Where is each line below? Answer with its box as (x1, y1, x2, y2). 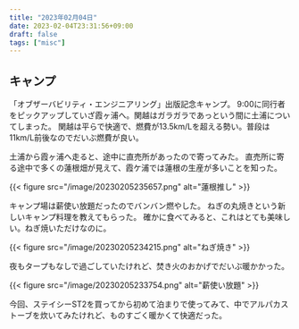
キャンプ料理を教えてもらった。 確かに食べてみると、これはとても (24, 212, 268, 223)
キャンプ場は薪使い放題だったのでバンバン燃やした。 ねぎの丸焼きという (9, 200, 278, 211)
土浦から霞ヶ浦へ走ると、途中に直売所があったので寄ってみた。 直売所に (9, 151, 277, 162)
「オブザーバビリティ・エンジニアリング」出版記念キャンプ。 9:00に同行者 (9, 99, 286, 110)
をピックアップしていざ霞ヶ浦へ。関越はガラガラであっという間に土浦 (9, 110, 268, 121)
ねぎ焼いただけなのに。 (24, 223, 112, 233)
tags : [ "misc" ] (9, 38, 66, 47)
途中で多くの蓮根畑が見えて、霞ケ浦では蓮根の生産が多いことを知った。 (16, 163, 283, 173)
